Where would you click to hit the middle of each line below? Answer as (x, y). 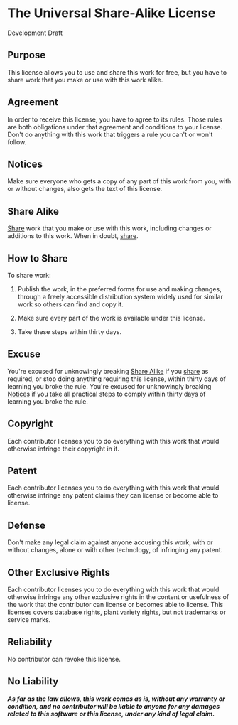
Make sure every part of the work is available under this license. (111, 318)
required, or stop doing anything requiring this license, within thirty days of (117, 379)
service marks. (29, 620)
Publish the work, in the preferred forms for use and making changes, (119, 289)
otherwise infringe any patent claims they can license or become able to (113, 495)
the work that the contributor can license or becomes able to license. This (115, 605)
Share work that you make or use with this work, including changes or (109, 228)
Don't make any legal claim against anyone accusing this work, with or (110, 542)
